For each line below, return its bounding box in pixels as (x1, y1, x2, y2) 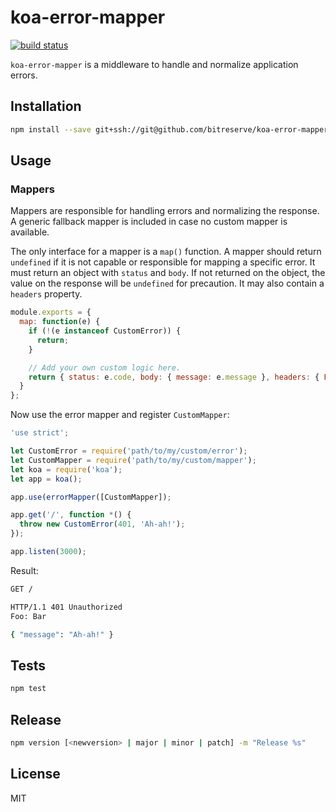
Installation (10, 98, 82, 115)
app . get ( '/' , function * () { (10, 510, 132, 520)
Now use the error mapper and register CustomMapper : (10, 409, 230, 421)
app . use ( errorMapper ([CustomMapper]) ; (10, 492, 172, 502)
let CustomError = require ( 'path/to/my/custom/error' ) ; (10, 446, 248, 456)
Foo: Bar (10, 611, 47, 621)
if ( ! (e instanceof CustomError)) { (28, 326, 182, 336)
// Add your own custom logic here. (28, 362, 182, 373)
